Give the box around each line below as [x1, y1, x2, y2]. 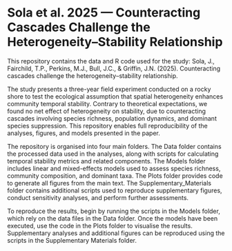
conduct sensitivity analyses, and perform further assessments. [7, 193, 188, 201]
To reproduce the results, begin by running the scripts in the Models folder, [7, 207, 221, 215]
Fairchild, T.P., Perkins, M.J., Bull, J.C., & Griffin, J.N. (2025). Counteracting [7, 64, 221, 72]
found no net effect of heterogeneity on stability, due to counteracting [7, 107, 206, 115]
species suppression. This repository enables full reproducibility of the [7, 121, 209, 130]
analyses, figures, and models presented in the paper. [7, 129, 160, 137]
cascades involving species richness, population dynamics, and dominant [7, 114, 217, 122]
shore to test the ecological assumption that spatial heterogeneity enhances [7, 92, 223, 101]
